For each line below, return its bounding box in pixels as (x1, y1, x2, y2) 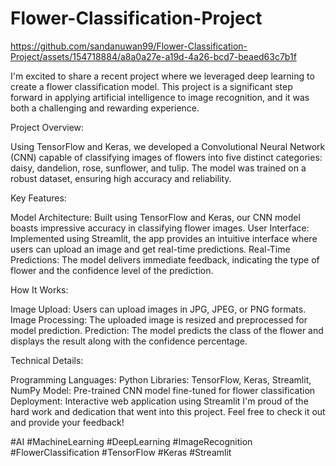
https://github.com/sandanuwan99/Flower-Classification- (10, 40, 248, 52)
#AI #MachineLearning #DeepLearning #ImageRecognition (10, 435, 253, 447)
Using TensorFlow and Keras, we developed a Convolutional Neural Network (10, 140, 326, 152)
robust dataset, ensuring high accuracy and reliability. (10, 172, 232, 184)
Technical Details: (10, 354, 84, 366)
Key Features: (10, 192, 67, 204)
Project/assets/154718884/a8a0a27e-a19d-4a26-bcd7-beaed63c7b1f (10, 50, 297, 62)
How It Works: (10, 283, 69, 296)
